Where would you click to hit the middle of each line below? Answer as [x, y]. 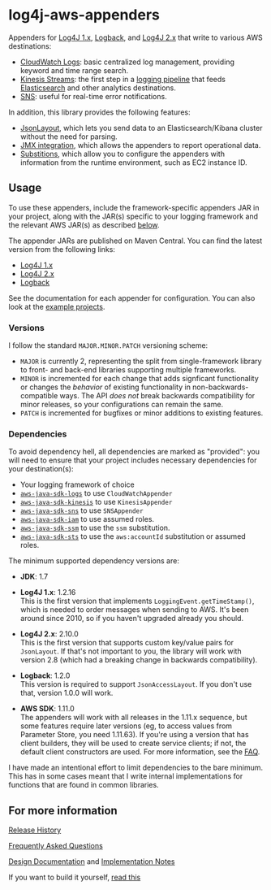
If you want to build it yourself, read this [75, 877]
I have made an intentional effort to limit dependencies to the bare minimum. [136, 768]
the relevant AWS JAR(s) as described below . [84, 224]
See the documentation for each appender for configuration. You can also [132, 297]
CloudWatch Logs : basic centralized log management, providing [127, 62]
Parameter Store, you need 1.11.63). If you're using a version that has [134, 735]
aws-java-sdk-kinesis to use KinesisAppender [96, 502]
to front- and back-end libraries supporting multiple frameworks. [128, 370]
